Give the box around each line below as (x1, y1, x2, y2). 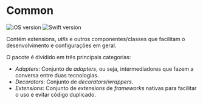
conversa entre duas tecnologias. (15, 71, 99, 79)
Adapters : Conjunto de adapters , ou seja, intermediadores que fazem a (15, 65, 194, 73)
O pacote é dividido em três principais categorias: (6, 53, 131, 60)
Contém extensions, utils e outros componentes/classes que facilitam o (6, 35, 185, 42)
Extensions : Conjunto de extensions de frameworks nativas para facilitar (15, 84, 197, 91)
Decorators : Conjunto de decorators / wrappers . (15, 78, 134, 85)
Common (6, 4, 53, 18)
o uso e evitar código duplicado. (15, 91, 96, 98)
